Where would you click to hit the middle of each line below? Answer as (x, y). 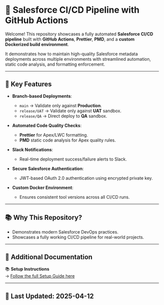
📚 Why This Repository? (43, 218)
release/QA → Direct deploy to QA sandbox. (63, 116)
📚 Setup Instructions (27, 269)
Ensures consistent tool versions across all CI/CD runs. (75, 197)
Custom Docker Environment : (43, 188)
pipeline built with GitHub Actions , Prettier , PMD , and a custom (70, 39)
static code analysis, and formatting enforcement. (55, 64)
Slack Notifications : (32, 149)
